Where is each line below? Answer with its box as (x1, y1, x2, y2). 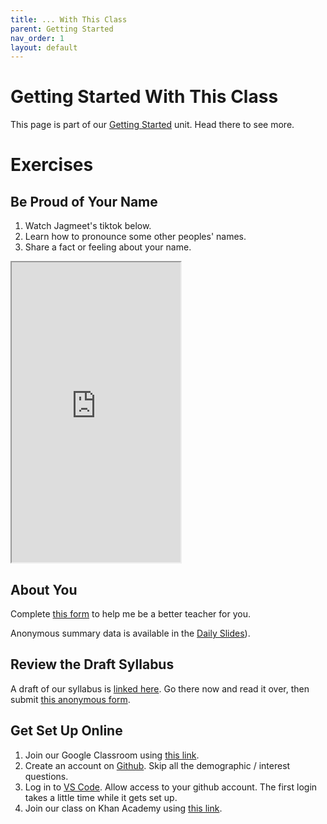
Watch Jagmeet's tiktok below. (24, 220, 152, 232)
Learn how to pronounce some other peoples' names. (24, 231, 247, 243)
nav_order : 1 (10, 33, 65, 43)
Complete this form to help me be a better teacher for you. (10, 608, 252, 620)
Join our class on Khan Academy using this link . (24, 802, 223, 814)
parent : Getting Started (10, 24, 114, 34)
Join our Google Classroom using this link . (24, 749, 200, 761)
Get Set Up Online (10, 722, 123, 740)
